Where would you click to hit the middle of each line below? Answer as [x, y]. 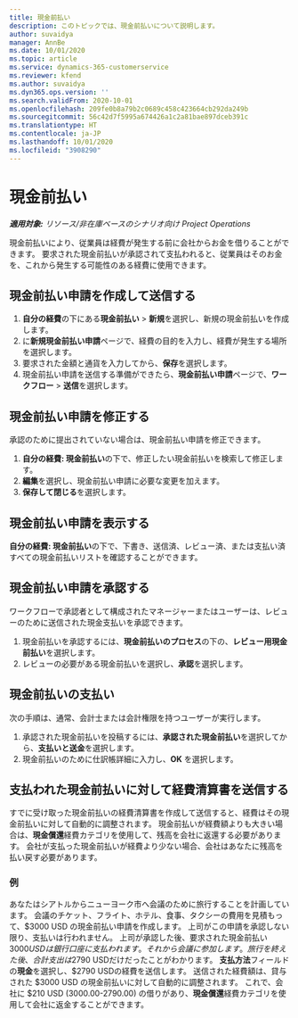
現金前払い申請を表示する [79, 523]
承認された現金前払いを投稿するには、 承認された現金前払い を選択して [151, 736]
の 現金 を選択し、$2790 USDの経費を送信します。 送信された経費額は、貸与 [148, 971]
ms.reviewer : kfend [45, 76]
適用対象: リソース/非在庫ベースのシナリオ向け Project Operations [130, 223]
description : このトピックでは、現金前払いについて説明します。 [114, 26]
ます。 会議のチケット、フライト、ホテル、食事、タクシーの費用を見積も [142, 915]
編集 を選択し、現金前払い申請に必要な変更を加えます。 [123, 481]
